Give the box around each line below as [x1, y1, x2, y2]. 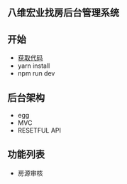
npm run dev [17, 69, 55, 78]
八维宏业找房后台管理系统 [7, 6, 119, 19]
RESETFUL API [17, 126, 62, 135]
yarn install [17, 61, 50, 70]
